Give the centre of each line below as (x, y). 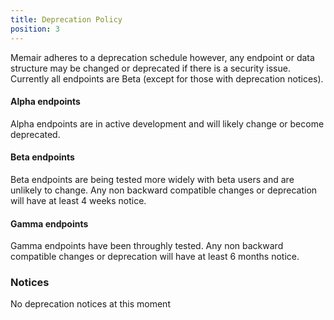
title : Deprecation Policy (66, 19)
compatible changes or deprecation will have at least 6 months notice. (155, 257)
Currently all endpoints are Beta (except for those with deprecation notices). (167, 78)
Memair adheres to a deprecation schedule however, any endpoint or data (162, 57)
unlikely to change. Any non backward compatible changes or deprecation (164, 190)
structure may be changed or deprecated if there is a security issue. (150, 68)
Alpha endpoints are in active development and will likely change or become (167, 123)
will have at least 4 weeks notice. (78, 200)
